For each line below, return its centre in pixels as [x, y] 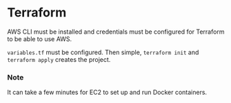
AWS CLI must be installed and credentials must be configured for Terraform [116, 32]
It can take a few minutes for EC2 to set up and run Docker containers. [107, 92]
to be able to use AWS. [40, 38]
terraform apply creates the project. [59, 59]
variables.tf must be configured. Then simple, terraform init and [103, 52]
